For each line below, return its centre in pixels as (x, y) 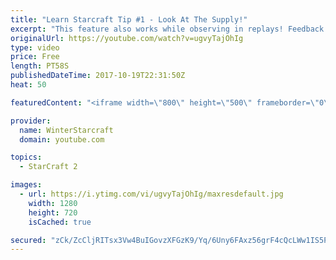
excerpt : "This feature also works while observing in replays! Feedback (167, 29)
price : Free (35, 57)
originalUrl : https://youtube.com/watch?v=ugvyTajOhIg (127, 38)
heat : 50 (28, 85)
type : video (35, 47)
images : (26, 185)
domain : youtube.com (62, 139)
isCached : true (60, 222)
